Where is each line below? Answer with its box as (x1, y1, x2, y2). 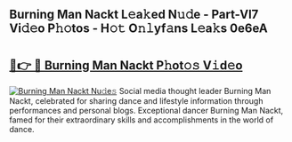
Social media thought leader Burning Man (118, 86, 272, 96)
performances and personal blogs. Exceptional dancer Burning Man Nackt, (9, 106, 284, 115)
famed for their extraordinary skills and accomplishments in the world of (9, 114, 274, 125)
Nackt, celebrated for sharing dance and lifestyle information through (9, 96, 264, 106)
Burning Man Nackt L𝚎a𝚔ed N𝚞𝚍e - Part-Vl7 (9, 7, 259, 22)
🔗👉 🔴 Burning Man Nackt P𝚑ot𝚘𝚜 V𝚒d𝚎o (9, 58, 243, 73)
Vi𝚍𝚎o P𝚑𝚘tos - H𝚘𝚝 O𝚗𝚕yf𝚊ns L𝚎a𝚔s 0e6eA (9, 21, 269, 36)
